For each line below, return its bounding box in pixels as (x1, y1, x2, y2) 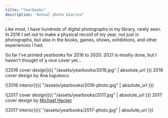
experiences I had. (5, 42, 44, 48)
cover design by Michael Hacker (5, 97, 72, 103)
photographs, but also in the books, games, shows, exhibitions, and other (5, 36, 157, 43)
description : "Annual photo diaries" (5, 12, 85, 17)
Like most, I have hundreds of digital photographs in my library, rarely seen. (5, 26, 162, 32)
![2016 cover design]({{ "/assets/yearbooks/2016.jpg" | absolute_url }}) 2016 (5, 67, 163, 73)
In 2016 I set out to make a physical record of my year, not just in (5, 31, 139, 37)
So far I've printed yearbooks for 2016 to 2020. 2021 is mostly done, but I (5, 51, 157, 58)
